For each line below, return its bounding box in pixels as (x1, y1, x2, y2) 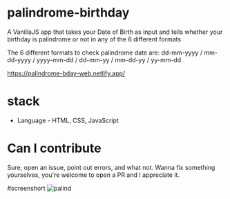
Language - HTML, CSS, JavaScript (17, 116, 119, 124)
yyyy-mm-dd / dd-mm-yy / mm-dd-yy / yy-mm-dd (36, 55, 182, 64)
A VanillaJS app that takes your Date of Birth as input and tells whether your (7, 28, 223, 36)
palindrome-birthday (7, 5, 130, 21)
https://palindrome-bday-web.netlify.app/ (7, 69, 126, 77)
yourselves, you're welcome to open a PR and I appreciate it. (7, 171, 180, 179)
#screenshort (7, 184, 46, 192)
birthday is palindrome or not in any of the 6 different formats (7, 35, 182, 43)
